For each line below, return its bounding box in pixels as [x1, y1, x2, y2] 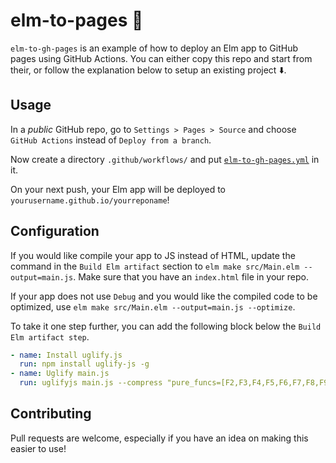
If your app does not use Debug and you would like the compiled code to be [10, 290, 318, 302]
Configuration [10, 223, 100, 240]
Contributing [10, 405, 92, 423]
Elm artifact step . [10, 330, 90, 343]
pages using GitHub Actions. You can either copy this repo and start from [10, 52, 313, 64]
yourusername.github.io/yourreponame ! [10, 194, 170, 206]
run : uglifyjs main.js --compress [19, 378, 163, 388]
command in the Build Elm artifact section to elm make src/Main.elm [10, 260, 300, 272]
